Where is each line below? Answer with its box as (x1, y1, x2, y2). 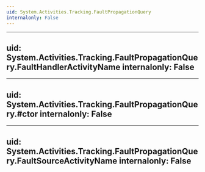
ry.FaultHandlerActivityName (6, 62, 121, 72)
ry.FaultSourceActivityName (6, 156, 118, 166)
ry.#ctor (6, 109, 38, 119)
